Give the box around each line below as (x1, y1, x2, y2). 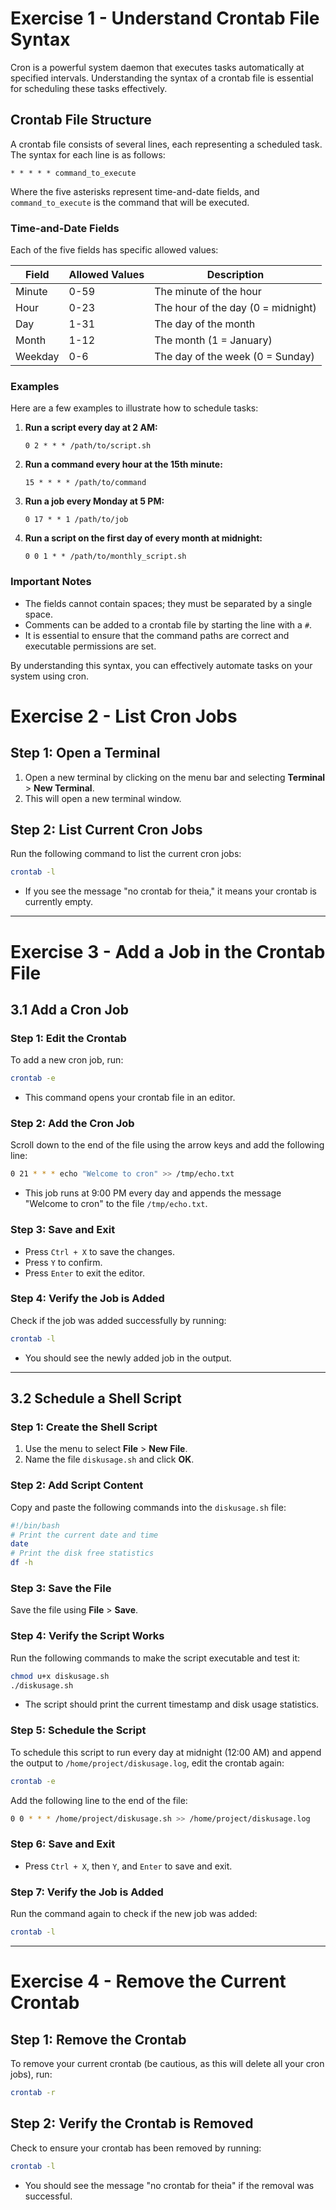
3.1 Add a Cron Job (10, 1001, 129, 1018)
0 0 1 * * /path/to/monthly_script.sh (24, 552, 187, 562)
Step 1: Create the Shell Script (10, 1420, 158, 1434)
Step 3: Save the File (10, 1582, 112, 1595)
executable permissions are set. (24, 640, 157, 652)
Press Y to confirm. (24, 1256, 103, 1268)
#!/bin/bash (10, 1520, 60, 1531)
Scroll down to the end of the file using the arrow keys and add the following (10, 1139, 325, 1151)
